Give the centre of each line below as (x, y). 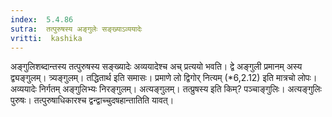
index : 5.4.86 (42, 19)
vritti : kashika (46, 38)
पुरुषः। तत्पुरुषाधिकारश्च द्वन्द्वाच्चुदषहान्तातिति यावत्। (92, 100)
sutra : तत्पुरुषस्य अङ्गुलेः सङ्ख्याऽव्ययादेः (76, 29)
